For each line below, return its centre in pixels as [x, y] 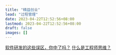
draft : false [19, 28]
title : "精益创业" [23, 10]
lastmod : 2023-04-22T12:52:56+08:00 [43, 24]
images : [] [16, 33]
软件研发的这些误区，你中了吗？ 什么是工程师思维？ [58, 47]
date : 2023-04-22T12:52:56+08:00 [40, 19]
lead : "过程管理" [22, 14]
